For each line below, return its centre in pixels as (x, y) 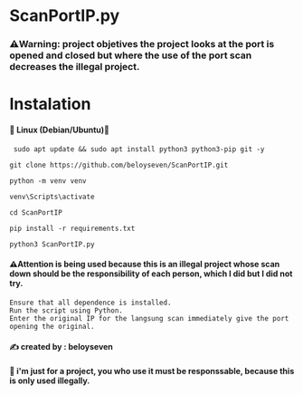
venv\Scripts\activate (52, 197)
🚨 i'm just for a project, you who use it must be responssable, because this (152, 371)
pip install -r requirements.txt (72, 228)
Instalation (50, 104)
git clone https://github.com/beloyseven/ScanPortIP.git (119, 165)
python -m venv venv (48, 181)
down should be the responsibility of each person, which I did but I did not (151, 274)
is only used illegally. (50, 381)
